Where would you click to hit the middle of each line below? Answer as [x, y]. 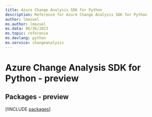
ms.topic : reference [27, 33]
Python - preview [42, 78]
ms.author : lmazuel [26, 24]
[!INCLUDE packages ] [28, 109]
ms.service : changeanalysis [35, 43]
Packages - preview [37, 97]
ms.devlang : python [26, 38]
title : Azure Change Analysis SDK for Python [54, 10]
